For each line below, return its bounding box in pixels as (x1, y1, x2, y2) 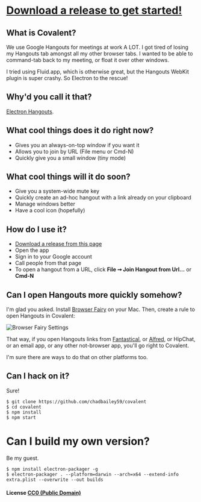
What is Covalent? (6, 28, 76, 38)
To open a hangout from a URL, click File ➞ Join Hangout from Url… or (14, 266, 191, 273)
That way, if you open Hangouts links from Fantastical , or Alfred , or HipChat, (6, 336, 196, 343)
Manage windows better (14, 200, 75, 208)
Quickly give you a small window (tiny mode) (14, 154, 126, 162)
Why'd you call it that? (6, 92, 92, 102)
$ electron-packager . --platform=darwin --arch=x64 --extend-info (6, 471, 179, 477)
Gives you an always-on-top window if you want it (14, 141, 140, 148)
